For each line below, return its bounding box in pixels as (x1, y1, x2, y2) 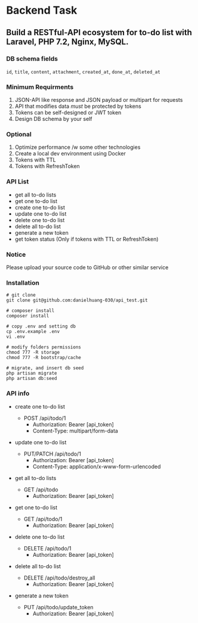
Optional (6, 130, 32, 139)
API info (6, 390, 30, 398)
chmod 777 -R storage (6, 350, 60, 356)
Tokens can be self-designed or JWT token (14, 109, 122, 116)
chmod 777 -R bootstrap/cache (6, 355, 82, 361)
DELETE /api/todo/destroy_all (23, 574, 95, 581)
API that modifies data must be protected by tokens (14, 102, 141, 110)
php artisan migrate (6, 370, 58, 376)
